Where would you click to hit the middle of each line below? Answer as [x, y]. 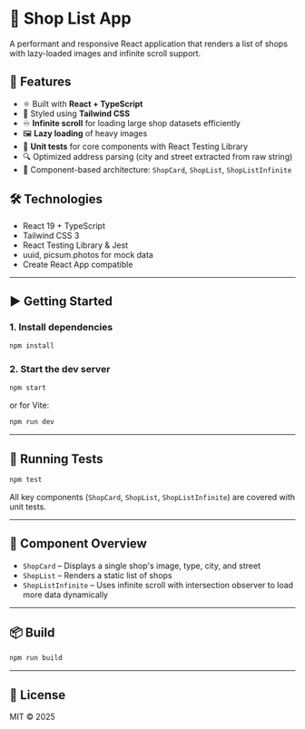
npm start [28, 388]
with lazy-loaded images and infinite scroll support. [105, 53]
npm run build [36, 658]
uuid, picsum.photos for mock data [88, 254]
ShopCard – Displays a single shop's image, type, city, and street [142, 566]
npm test [26, 479]
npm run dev [32, 422]
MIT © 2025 [33, 717]
